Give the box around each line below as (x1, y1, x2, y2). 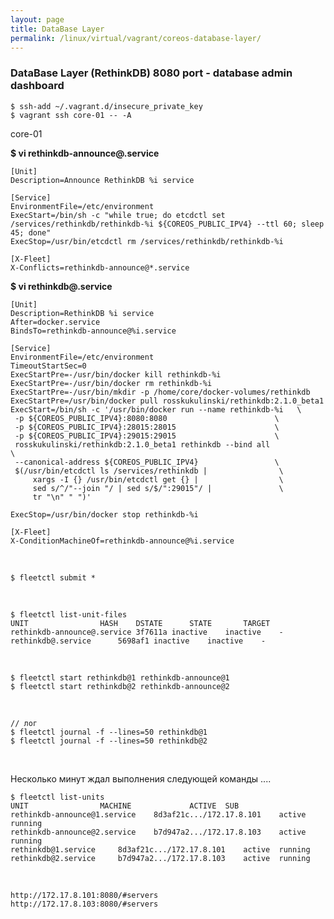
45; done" (10, 227, 52, 238)
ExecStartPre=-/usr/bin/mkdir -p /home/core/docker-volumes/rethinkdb (10, 387, 311, 397)
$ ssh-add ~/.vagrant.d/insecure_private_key (10, 101, 203, 111)
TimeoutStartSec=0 (10, 361, 87, 371)
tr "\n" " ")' (32, 492, 92, 502)
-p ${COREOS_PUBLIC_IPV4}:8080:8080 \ (14, 413, 280, 423)
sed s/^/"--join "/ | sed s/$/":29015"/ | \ (32, 483, 284, 493)
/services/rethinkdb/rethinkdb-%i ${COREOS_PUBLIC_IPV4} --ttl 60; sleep (10, 219, 325, 229)
